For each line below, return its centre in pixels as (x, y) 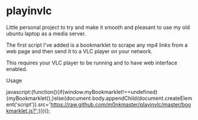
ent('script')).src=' (28, 104)
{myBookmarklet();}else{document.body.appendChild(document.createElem (99, 98)
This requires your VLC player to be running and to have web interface (92, 63)
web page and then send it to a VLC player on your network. (79, 51)
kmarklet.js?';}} (25, 111)
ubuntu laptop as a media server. (46, 33)
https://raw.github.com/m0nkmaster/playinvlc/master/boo (121, 104)
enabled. (17, 69)
